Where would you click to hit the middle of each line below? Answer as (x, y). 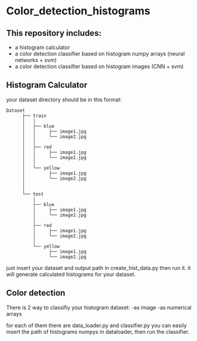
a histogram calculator (42, 47)
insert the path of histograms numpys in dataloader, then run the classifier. (98, 331)
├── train (34, 116)
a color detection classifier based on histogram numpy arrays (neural (100, 54)
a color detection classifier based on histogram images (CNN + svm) (99, 66)
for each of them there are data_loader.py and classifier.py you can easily (96, 325)
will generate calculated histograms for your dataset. (71, 274)
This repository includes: (54, 33)
